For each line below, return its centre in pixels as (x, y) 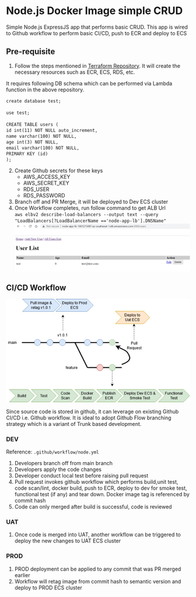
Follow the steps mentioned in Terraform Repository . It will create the (97, 66)
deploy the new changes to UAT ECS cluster (68, 541)
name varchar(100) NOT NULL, (41, 136)
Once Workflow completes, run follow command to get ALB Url (90, 208)
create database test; (34, 101)
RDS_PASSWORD (44, 195)
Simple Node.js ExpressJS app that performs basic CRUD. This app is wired (97, 27)
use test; (18, 112)
